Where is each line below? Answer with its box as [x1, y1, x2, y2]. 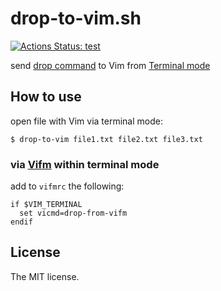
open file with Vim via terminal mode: [10, 115, 163, 127]
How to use [10, 88, 82, 106]
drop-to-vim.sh [10, 7, 142, 30]
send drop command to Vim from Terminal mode [10, 59, 211, 71]
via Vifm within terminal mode [10, 157, 160, 171]
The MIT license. [10, 270, 80, 282]
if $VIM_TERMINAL [10, 200, 83, 210]
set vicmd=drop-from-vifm [19, 208, 128, 219]
